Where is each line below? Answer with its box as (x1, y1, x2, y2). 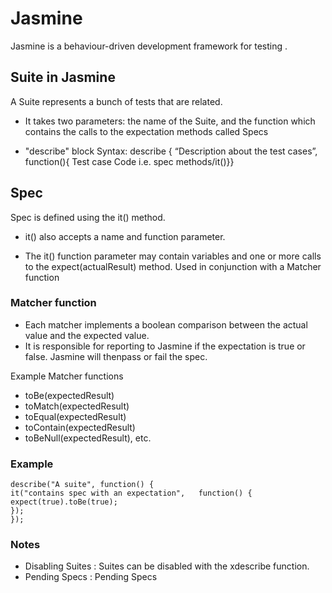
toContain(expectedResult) (24, 421, 136, 433)
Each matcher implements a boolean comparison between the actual (24, 318, 308, 331)
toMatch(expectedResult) (24, 400, 130, 412)
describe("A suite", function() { (10, 480, 155, 490)
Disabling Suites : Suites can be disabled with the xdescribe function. (24, 560, 310, 572)
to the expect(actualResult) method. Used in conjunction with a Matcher (24, 260, 322, 272)
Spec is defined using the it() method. (10, 211, 166, 223)
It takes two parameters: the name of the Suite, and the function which (24, 115, 316, 127)
